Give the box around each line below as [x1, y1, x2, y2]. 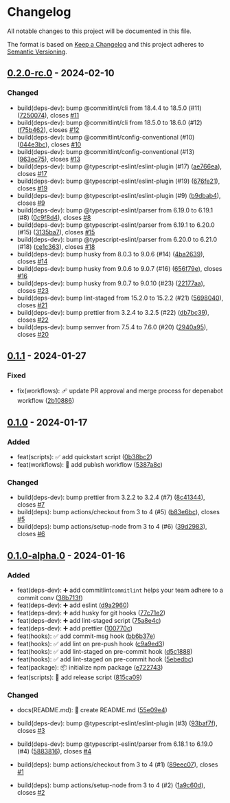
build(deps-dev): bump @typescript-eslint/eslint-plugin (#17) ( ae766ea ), [16, 162, 222, 170]
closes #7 [16, 500, 45, 509]
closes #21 [16, 300, 48, 309]
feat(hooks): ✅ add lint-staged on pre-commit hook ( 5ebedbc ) [16, 654, 194, 663]
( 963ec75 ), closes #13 [16, 155, 81, 163]
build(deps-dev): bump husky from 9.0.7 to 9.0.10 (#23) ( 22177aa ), [16, 279, 205, 287]
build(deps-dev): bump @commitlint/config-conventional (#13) [16, 147, 195, 155]
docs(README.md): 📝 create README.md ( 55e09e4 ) [16, 706, 168, 714]
